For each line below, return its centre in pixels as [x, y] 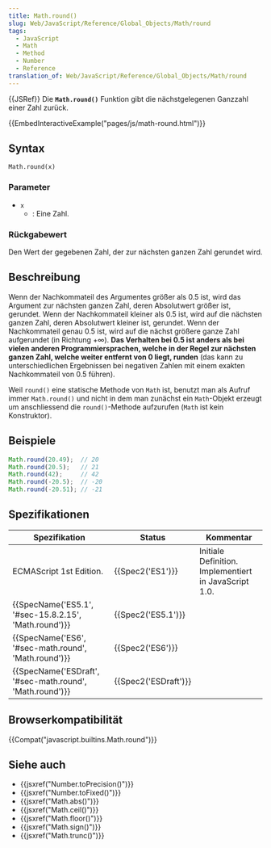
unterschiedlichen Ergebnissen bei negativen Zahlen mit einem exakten [127, 365]
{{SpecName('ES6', [49, 637]
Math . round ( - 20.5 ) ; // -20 [56, 482]
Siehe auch [37, 765]
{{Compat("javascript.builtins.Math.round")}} [83, 739]
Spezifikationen [49, 515]
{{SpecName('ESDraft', [56, 671]
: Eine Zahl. [51, 213]
